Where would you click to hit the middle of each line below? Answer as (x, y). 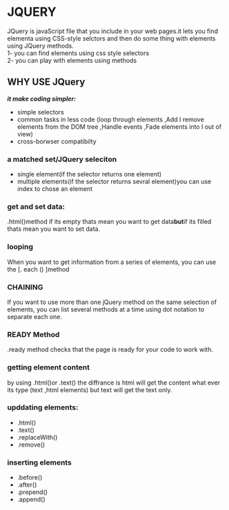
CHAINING (25, 287)
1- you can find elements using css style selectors (78, 53)
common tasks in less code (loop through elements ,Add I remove (111, 119)
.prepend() (32, 492)
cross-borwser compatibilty (57, 141)
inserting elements (40, 462)
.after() (27, 485)
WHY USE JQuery (46, 82)
